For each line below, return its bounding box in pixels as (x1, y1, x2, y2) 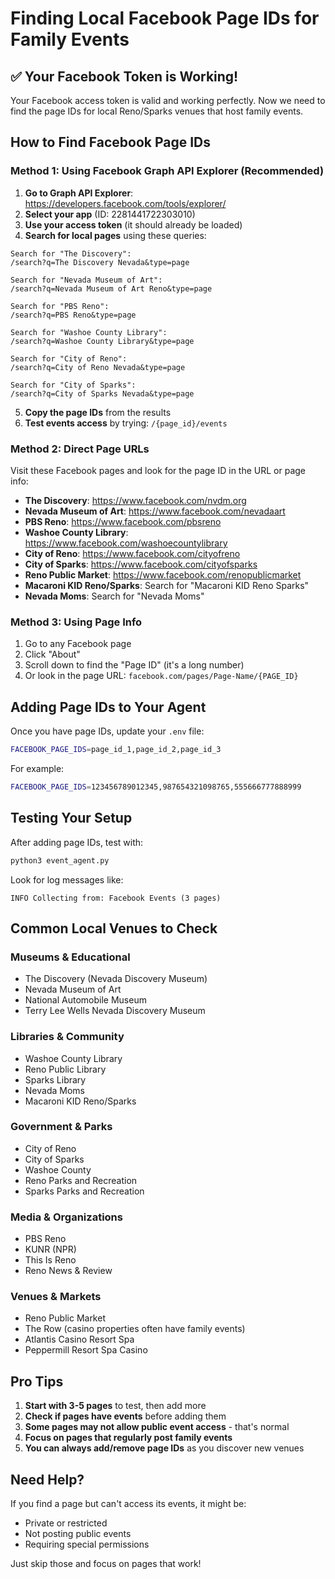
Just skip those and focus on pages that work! (10, 1558, 202, 1570)
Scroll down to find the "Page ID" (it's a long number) (24, 659, 245, 671)
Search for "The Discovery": (10, 248, 132, 259)
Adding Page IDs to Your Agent (10, 698, 207, 716)
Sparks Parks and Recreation (24, 1185, 145, 1197)
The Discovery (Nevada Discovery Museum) (24, 973, 208, 985)
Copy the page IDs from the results (24, 406, 172, 418)
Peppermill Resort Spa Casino (24, 1344, 148, 1356)
